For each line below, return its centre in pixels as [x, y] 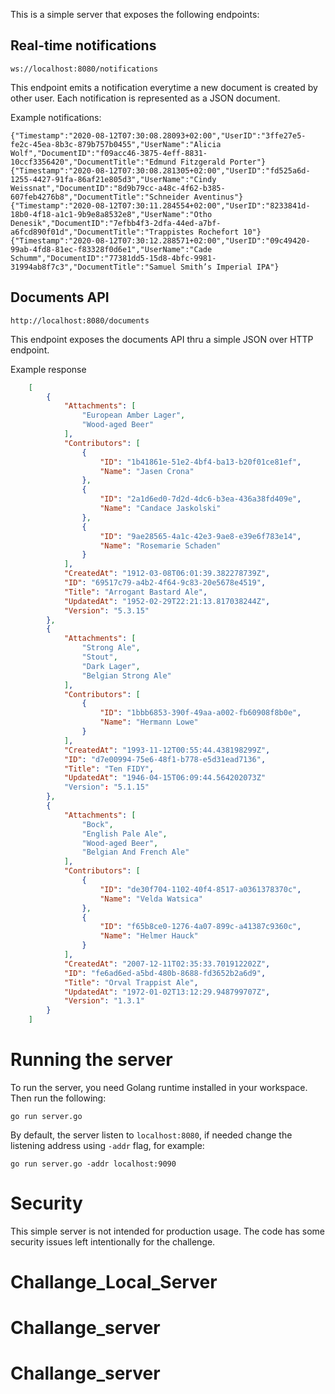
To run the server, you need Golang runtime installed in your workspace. [159, 1087]
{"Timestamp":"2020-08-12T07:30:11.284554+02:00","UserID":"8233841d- [160, 205]
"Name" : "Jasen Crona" [147, 471]
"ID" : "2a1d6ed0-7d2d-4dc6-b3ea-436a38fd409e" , [200, 499]
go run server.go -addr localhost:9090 [93, 1164]
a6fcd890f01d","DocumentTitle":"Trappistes [102, 232]
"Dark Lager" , [111, 666]
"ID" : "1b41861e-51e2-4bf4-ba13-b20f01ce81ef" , [200, 462]
